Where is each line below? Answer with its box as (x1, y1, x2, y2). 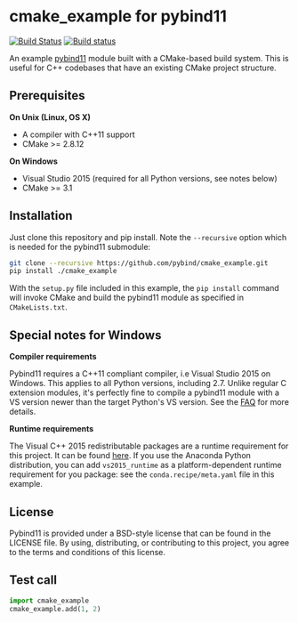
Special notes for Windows (9, 327, 162, 343)
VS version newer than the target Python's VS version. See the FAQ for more (9, 397, 289, 408)
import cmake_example (9, 596, 90, 605)
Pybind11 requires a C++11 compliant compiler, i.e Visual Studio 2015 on (9, 368, 271, 379)
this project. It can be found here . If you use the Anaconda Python (9, 450, 252, 461)
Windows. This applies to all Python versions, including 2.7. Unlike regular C (9, 378, 287, 389)
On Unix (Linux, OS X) (9, 111, 91, 122)
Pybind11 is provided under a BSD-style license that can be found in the (9, 528, 271, 538)
